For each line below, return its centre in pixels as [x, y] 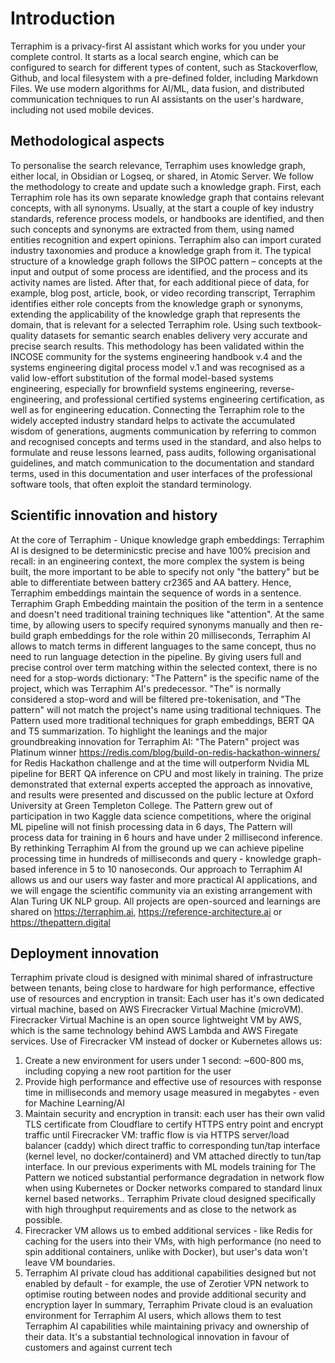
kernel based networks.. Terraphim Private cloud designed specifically [170, 1199]
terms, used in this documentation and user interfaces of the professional [161, 473]
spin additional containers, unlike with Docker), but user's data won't [166, 1252]
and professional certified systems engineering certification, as [194, 399]
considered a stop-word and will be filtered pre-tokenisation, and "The [156, 699]
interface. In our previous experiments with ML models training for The [170, 1167]
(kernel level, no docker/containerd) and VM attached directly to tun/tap [173, 1156]
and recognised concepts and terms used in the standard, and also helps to [166, 441]
